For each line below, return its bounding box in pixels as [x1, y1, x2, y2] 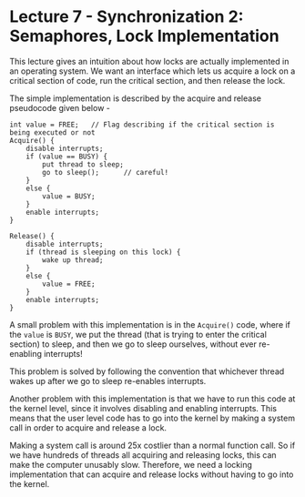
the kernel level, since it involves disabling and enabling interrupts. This [9, 402, 278, 413]
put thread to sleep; [42, 159, 125, 169]
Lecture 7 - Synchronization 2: [9, 6, 244, 27]
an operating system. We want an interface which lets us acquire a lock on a [9, 66, 296, 76]
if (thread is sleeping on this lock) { [25, 248, 181, 257]
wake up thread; [42, 255, 104, 265]
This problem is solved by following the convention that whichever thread [9, 366, 285, 377]
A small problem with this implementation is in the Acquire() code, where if [9, 319, 291, 330]
